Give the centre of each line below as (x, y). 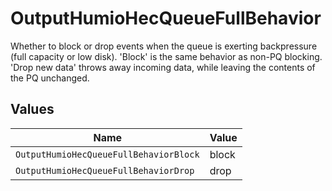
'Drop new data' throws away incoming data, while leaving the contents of (163, 67)
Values (32, 109)
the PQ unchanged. (50, 78)
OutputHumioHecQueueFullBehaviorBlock (107, 154)
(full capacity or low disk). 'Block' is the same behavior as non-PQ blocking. (166, 56)
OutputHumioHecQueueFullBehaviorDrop (105, 170)
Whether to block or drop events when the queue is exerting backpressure (164, 46)
